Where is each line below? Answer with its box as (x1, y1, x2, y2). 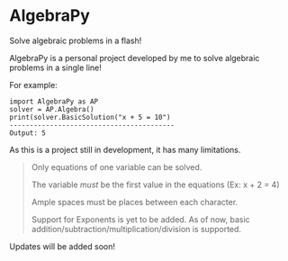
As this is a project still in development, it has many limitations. (9, 144, 241, 155)
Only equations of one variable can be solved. (31, 161, 202, 172)
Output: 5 (9, 128, 47, 138)
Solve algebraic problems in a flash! (9, 35, 142, 46)
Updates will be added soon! (9, 240, 115, 252)
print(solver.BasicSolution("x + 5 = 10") (9, 112, 171, 121)
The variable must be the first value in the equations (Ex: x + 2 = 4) (31, 179, 281, 190)
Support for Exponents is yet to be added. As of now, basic (31, 213, 250, 225)
